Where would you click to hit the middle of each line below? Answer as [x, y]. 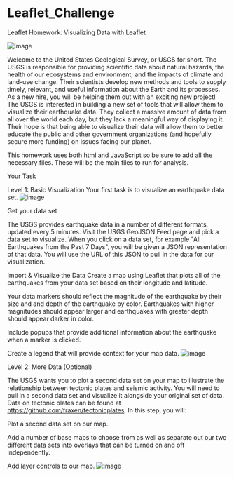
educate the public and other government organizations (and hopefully [109, 134]
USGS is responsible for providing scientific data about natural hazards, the [116, 67]
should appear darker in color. [51, 318]
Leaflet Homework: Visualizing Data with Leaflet [76, 32]
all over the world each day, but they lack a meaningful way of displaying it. [116, 119]
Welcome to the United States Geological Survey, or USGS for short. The [112, 59]
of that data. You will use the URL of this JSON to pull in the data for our [111, 254]
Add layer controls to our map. [51, 466]
